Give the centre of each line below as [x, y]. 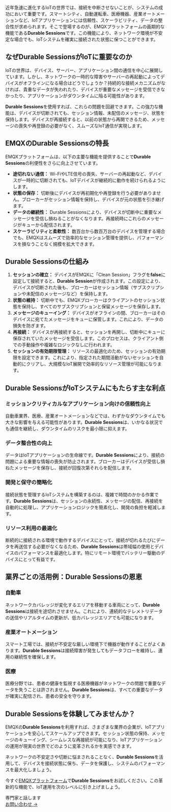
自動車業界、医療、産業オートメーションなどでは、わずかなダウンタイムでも [85, 416]
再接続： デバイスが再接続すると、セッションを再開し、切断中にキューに [89, 332]
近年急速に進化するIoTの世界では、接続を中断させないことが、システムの [82, 7]
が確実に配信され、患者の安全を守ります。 [50, 696]
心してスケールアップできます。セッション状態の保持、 [94, 733]
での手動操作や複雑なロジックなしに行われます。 [64, 345]
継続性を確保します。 [36, 657]
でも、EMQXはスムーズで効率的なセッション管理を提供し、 [75, 237]
